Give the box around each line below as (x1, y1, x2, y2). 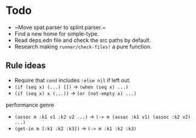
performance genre (5, 101, 54, 108)
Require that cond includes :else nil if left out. (14, 76, 131, 84)
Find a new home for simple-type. (14, 30, 99, 37)
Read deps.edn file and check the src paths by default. (14, 36, 151, 44)
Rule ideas (5, 61, 46, 71)
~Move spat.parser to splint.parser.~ (14, 24, 106, 31)
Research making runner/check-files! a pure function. (14, 43, 152, 50)
